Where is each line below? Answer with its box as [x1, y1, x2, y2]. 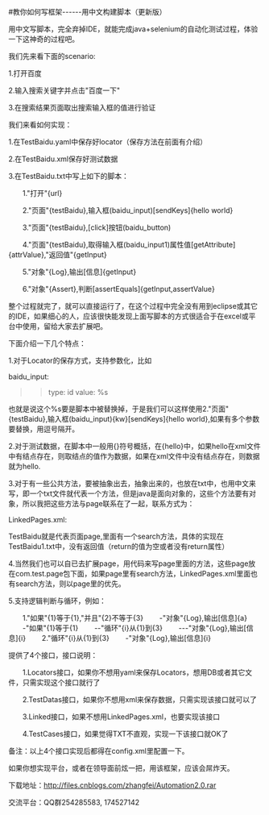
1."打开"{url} [22, 189, 63, 198]
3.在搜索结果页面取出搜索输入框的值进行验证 [8, 103, 156, 112]
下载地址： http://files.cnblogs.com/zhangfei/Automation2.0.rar [8, 780, 217, 790]
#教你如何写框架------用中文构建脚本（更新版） [8, 7, 167, 16]
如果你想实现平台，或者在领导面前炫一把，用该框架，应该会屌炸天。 [8, 763, 234, 772]
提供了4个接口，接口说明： [8, 651, 98, 659]
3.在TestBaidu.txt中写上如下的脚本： [8, 172, 129, 181]
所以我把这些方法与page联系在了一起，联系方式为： [22, 499, 195, 508]
